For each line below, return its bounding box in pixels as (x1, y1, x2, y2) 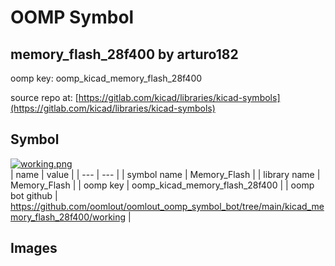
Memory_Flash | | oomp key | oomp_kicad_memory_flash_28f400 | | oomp (10, 179, 315, 191)
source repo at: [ (10, 92, 79, 103)
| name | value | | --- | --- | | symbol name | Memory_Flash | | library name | (10, 168, 321, 180)
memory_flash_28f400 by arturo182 (10, 46, 239, 63)
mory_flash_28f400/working (10, 211, 127, 223)
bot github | (10, 189, 58, 201)
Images (10, 240, 58, 257)
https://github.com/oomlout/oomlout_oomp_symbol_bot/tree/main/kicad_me (10, 200, 325, 212)
